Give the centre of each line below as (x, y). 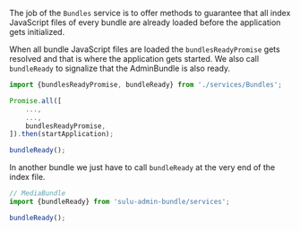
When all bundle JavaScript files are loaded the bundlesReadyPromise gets (145, 49)
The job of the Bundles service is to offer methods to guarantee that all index (150, 13)
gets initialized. (37, 32)
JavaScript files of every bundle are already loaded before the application (145, 22)
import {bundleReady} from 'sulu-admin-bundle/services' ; (120, 201)
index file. (27, 177)
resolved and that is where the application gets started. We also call (134, 59)
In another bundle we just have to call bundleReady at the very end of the (142, 167)
